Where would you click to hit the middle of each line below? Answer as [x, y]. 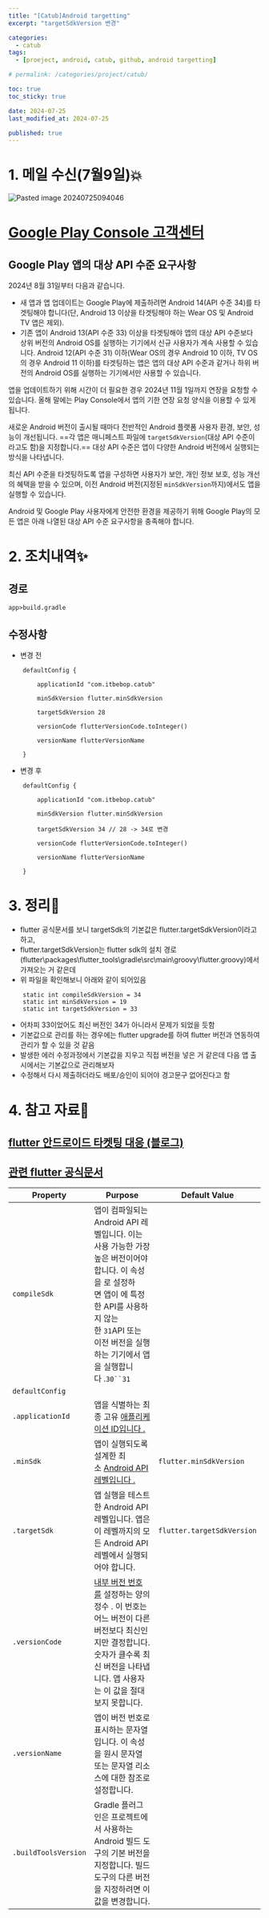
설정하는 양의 [127, 1595]
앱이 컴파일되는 [121, 1210]
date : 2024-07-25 [37, 111]
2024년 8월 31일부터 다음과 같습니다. [67, 286]
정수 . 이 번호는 [120, 1607]
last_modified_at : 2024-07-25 [59, 118]
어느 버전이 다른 [122, 1619]
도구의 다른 [114, 1877]
